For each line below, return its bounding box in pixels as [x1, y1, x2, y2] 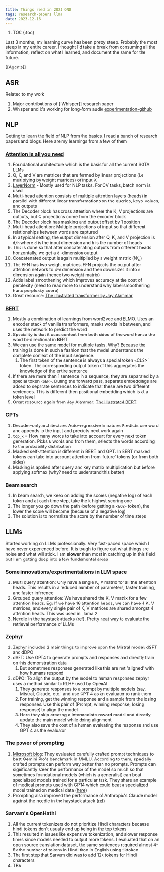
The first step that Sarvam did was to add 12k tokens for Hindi [12, 852, 137, 858]
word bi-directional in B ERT [12, 337, 68, 343]
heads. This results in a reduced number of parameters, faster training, [12, 585, 155, 591]
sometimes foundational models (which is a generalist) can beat [12, 771, 142, 778]
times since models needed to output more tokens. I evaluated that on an [12, 836, 160, 842]
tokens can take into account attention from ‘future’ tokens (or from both [12, 453, 158, 460]
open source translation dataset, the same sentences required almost [12, 842, 153, 848]
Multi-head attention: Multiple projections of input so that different [12, 224, 146, 230]
